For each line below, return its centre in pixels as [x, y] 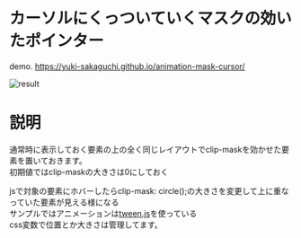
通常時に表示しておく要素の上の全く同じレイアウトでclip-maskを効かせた [146, 149]
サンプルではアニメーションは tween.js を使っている [103, 213]
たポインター [57, 41]
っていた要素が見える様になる [64, 202]
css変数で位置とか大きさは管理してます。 [86, 225]
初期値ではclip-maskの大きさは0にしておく [89, 172]
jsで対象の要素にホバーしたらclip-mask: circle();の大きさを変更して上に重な [149, 190]
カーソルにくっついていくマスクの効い [150, 18]
